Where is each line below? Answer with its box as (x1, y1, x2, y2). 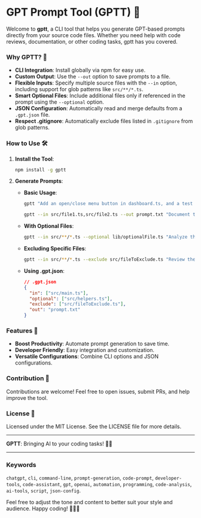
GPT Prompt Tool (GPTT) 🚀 (6, 5, 141, 19)
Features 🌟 (6, 326, 38, 335)
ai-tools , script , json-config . (6, 487, 81, 494)
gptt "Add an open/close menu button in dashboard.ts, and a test (23, 201, 193, 207)
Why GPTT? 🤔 (6, 53, 48, 61)
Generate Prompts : (14, 177, 63, 185)
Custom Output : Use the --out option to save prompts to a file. (14, 73, 170, 80)
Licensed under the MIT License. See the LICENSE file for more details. (6, 423, 181, 430)
